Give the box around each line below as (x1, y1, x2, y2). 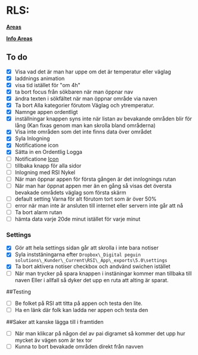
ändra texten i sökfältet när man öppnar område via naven (14, 95, 157, 102)
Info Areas (6, 35, 33, 42)
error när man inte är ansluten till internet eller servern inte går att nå (14, 202, 184, 209)
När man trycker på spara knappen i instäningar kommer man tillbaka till (14, 270, 192, 277)
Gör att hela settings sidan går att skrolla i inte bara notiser (14, 244, 159, 251)
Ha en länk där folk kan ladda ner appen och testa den (14, 306, 148, 313)
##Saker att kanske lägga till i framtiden (6, 318, 104, 325)
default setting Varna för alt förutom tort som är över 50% (14, 195, 157, 202)
